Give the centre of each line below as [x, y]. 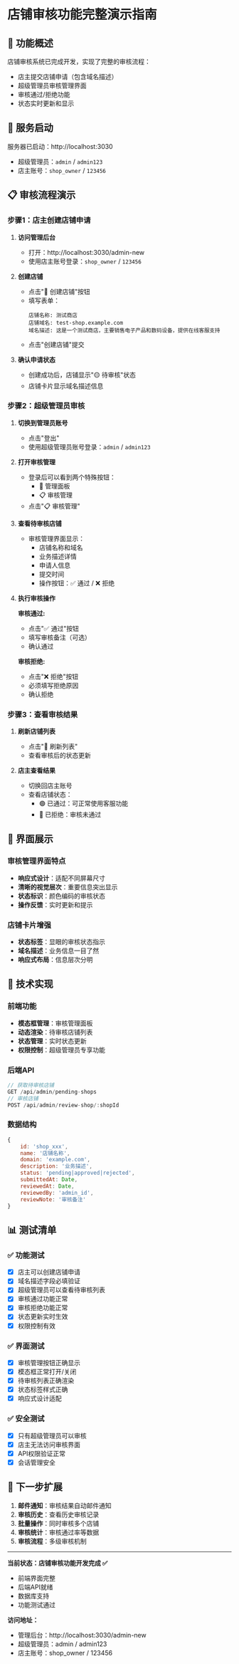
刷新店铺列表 [36, 731]
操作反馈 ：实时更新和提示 [55, 904]
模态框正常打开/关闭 [47, 1371]
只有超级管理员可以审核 [52, 1435]
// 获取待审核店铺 [31, 1085]
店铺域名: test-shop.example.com [75, 323]
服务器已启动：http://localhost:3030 [60, 146]
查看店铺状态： [50, 795]
